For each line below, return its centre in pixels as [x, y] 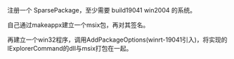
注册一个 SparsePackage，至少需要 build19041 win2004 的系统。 [102, 10]
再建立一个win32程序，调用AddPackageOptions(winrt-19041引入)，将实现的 [117, 40]
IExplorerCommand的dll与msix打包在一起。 [70, 48]
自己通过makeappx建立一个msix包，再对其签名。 [78, 25]
